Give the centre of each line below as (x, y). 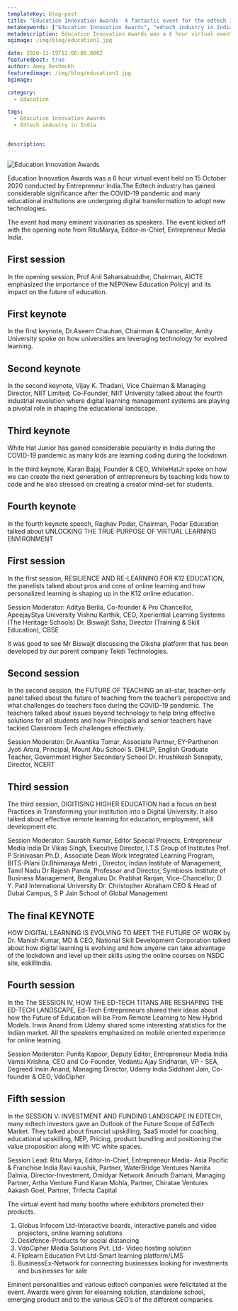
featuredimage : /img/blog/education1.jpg (69, 73)
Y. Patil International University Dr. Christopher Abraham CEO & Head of (112, 886)
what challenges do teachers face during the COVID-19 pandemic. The (110, 706)
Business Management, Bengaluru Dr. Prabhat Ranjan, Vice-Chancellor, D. (115, 878)
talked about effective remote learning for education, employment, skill (110, 819)
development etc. (33, 827)
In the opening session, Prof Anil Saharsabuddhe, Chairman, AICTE (105, 276)
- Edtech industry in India (55, 125)
